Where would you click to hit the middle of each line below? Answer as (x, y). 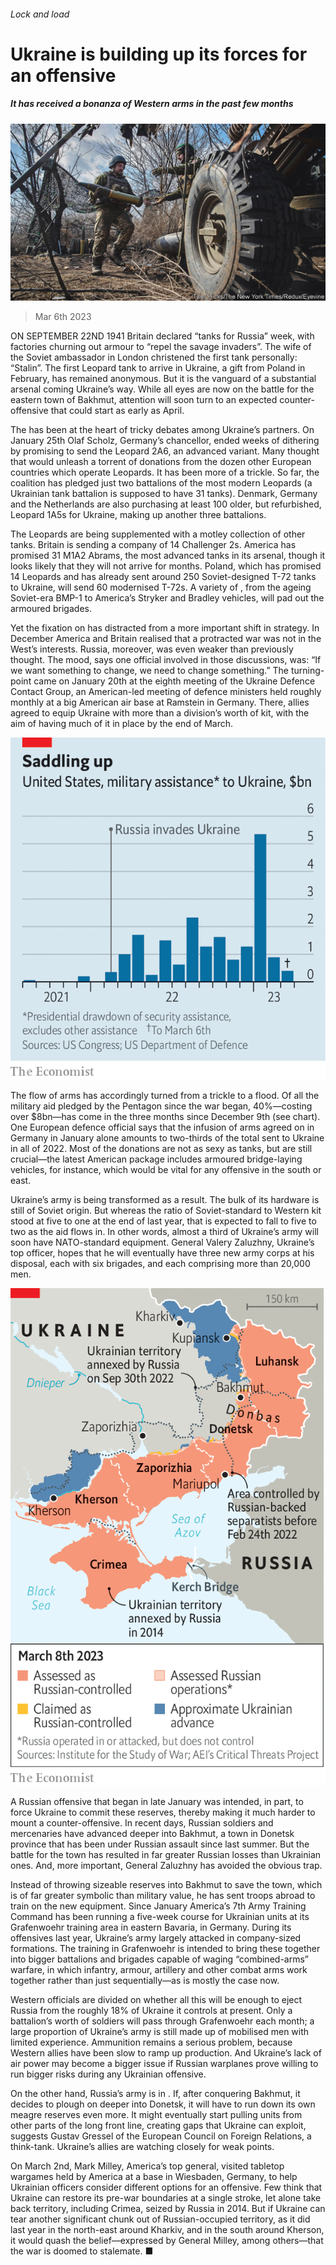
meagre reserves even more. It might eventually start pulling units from (156, 2115)
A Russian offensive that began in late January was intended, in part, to (157, 1802)
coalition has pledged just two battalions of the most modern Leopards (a (161, 483)
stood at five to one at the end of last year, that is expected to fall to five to (163, 1221)
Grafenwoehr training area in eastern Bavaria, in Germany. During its (151, 1927)
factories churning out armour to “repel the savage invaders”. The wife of (161, 347)
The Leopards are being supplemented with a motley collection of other (158, 534)
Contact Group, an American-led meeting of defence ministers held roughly (166, 692)
